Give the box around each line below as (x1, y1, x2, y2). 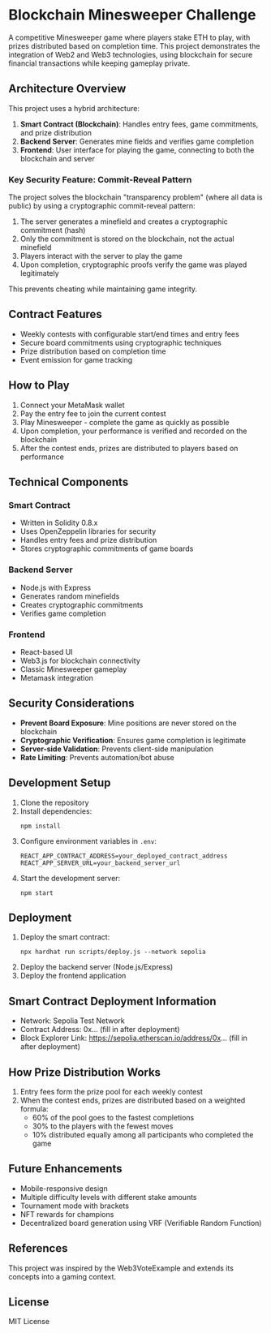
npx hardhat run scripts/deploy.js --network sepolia (19, 948, 206, 957)
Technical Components (8, 475, 129, 489)
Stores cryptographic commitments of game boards (19, 544, 194, 553)
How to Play (8, 379, 71, 393)
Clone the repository (19, 798, 89, 807)
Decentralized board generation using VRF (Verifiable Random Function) (19, 1218, 262, 1228)
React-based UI (19, 647, 73, 656)
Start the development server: (19, 873, 121, 883)
